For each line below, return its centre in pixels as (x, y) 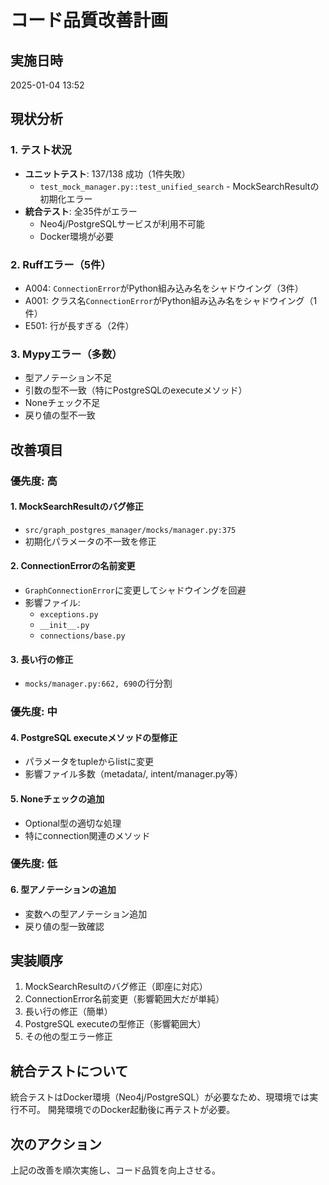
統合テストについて (69, 1071)
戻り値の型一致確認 (64, 926)
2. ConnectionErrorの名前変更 (73, 566)
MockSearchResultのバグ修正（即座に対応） (116, 987)
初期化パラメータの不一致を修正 (90, 541)
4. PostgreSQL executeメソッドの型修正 (94, 737)
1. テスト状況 (41, 150)
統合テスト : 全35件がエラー (81, 211)
